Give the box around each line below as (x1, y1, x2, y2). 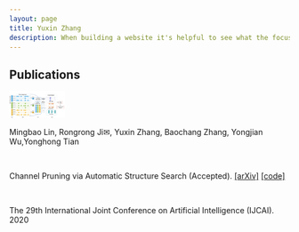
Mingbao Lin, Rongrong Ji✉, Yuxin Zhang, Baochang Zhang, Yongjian (9, 126, 263, 137)
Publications (9, 67, 81, 82)
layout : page (9, 14, 58, 23)
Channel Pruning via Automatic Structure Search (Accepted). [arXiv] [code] (9, 170, 286, 181)
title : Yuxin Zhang (9, 23, 82, 33)
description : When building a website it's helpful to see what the (9, 33, 269, 42)
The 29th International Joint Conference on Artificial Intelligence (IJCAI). (9, 204, 274, 215)
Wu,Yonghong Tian (9, 136, 80, 147)
